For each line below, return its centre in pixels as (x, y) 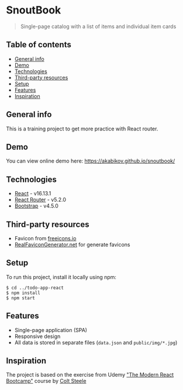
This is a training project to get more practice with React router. (82, 129)
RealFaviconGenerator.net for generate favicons (72, 244)
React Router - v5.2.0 (40, 200)
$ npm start (20, 298)
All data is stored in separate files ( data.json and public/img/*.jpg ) (96, 342)
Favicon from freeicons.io (45, 238)
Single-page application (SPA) (51, 330)
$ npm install (23, 293)
